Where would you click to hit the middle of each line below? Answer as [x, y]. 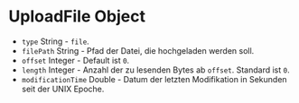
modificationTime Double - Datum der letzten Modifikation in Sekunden [154, 79]
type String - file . [55, 41]
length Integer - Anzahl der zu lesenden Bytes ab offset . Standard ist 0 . [155, 70]
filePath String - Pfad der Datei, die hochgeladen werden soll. [138, 50]
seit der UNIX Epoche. [63, 89]
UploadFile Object [77, 17]
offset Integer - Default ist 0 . [75, 60]
